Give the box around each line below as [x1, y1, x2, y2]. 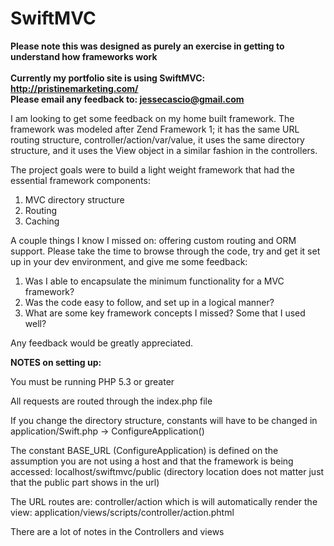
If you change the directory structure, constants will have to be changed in [10, 414, 318, 426]
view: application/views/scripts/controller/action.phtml [10, 506, 235, 518]
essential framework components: [10, 174, 151, 186]
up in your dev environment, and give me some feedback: [10, 255, 248, 267]
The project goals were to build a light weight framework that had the [10, 163, 295, 176]
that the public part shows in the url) [10, 476, 160, 488]
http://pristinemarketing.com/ [10, 82, 139, 94]
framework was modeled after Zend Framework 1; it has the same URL [10, 123, 300, 135]
